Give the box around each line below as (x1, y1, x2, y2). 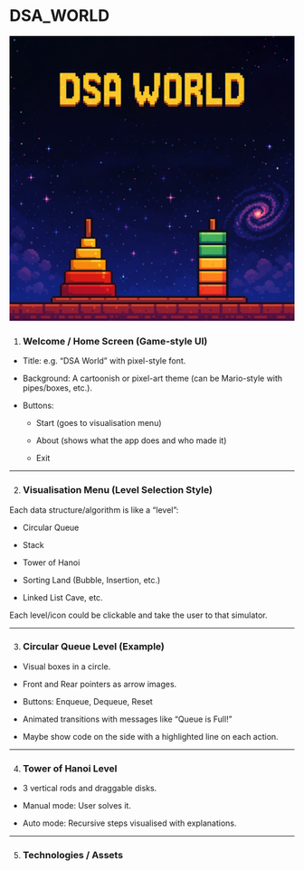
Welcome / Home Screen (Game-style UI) (22, 335, 208, 347)
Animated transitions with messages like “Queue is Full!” (22, 714, 233, 724)
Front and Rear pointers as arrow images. (22, 678, 177, 689)
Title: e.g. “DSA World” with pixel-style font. (22, 355, 186, 366)
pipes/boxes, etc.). (22, 383, 93, 393)
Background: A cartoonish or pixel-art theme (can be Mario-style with (22, 373, 283, 384)
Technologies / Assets (22, 849, 124, 862)
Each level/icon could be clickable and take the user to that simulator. (9, 610, 269, 620)
